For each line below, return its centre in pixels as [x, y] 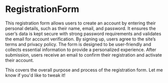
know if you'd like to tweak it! [35, 75]
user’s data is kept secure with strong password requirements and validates [83, 33]
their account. [20, 60]
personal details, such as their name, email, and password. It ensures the [81, 28]
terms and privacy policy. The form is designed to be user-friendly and [78, 44]
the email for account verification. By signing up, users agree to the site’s [80, 39]
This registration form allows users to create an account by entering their [81, 23]
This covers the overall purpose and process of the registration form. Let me [84, 70]
